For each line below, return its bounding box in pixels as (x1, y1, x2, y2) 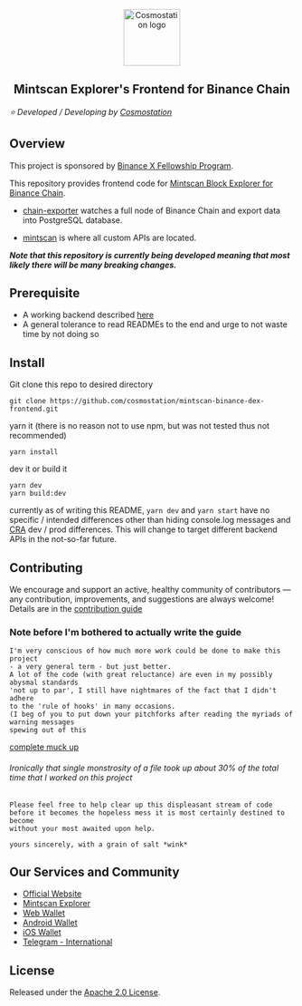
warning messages (9, 718, 75, 727)
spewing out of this (9, 726, 88, 735)
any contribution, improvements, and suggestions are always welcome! (9, 594, 275, 605)
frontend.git (9, 404, 59, 414)
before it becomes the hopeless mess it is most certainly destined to (9, 808, 285, 817)
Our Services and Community (9, 864, 180, 879)
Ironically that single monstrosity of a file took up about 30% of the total (9, 762, 279, 773)
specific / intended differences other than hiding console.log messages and (9, 515, 291, 526)
